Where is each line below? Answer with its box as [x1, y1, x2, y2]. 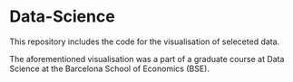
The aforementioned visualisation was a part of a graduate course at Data [9, 53, 285, 64]
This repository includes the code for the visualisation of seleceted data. [9, 36, 280, 47]
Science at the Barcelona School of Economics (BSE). [9, 63, 210, 74]
